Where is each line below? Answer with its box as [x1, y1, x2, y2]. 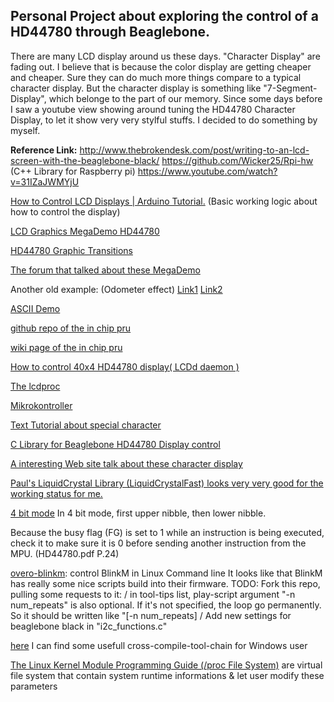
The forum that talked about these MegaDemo [10, 264, 201, 276]
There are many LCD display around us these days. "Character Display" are [10, 50, 321, 62]
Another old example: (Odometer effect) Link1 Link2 [10, 283, 223, 295]
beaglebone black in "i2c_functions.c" [10, 620, 168, 632]
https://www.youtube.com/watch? [137, 165, 278, 177]
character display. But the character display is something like [10, 82, 262, 94]
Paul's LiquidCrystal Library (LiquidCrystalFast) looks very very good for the [10, 477, 324, 489]
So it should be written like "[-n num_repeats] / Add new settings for [10, 609, 292, 621]
